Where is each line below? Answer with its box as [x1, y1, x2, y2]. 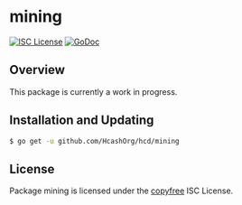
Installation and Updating [9, 113, 154, 128]
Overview [9, 62, 66, 78]
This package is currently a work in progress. [9, 86, 178, 97]
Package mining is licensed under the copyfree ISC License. [9, 185, 234, 196]
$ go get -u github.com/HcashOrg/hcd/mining [9, 136, 180, 145]
